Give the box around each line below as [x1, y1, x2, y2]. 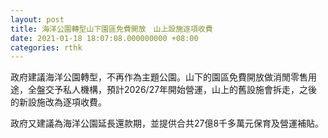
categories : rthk [10, 42, 83, 53]
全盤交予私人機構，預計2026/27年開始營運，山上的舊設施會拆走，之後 [27, 84, 318, 96]
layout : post [10, 14, 65, 25]
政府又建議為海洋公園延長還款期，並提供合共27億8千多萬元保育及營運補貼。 [10, 117, 325, 130]
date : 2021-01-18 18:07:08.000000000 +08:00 [10, 33, 199, 43]
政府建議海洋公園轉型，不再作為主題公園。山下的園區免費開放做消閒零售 [10, 71, 308, 83]
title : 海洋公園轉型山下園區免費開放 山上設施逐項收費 [10, 24, 213, 34]
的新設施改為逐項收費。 [10, 96, 107, 108]
